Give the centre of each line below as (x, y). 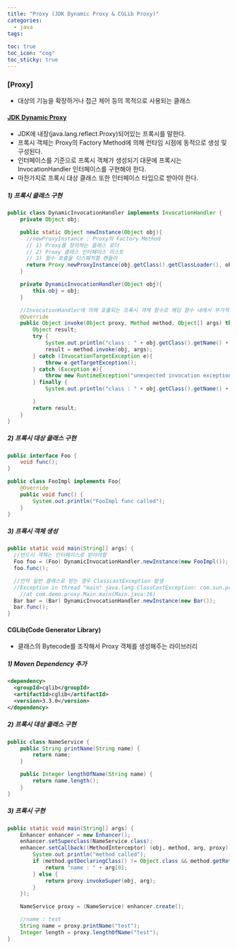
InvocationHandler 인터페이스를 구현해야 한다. (82, 169)
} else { (45, 874)
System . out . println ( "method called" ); (90, 854)
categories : (25, 20)
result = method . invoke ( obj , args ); (99, 349)
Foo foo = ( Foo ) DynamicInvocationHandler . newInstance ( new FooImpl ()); (121, 562)
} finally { (50, 382)
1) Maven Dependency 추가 (47, 663)
